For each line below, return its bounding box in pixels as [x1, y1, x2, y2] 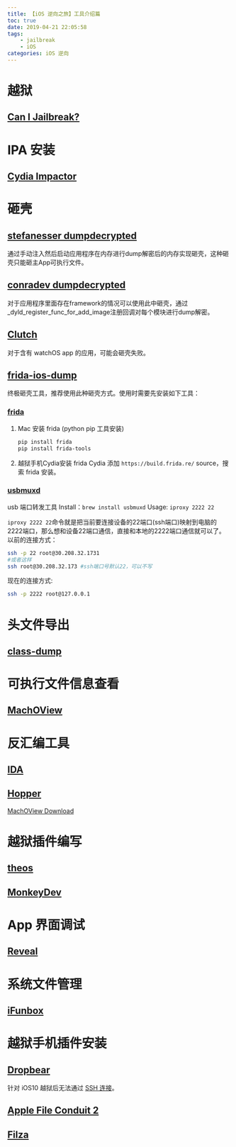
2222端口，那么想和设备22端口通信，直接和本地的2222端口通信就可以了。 [7, 526, 225, 535]
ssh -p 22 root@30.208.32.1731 [7, 549, 100, 556]
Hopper [7, 788, 42, 800]
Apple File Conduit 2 [7, 1104, 99, 1117]
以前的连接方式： [7, 535, 57, 544]
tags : [7, 30, 23, 38]
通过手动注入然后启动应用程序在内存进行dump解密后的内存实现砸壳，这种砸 [7, 250, 229, 258]
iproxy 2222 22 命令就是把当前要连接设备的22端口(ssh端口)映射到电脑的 [7, 517, 218, 526]
